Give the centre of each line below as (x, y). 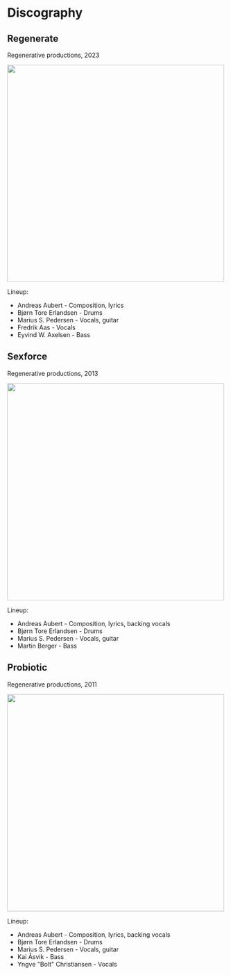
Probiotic (27, 667)
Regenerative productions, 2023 (53, 55)
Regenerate (33, 39)
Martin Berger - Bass (47, 646)
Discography (45, 13)
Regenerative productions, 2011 (52, 684)
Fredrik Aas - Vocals (46, 327)
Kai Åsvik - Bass (41, 956)
